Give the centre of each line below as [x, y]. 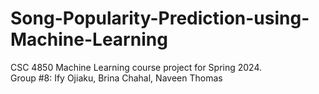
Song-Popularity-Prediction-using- [160, 18]
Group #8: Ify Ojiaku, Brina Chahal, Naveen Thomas [116, 78]
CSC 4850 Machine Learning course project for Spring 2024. [136, 67]
